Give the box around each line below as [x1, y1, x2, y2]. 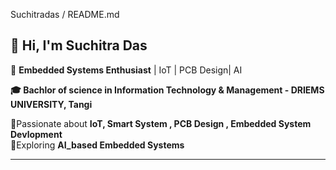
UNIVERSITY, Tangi [10, 98, 93, 110]
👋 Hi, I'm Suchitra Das [10, 37, 148, 54]
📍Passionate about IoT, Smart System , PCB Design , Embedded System [10, 117, 312, 129]
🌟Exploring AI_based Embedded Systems [10, 139, 185, 151]
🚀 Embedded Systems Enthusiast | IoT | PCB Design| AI [10, 64, 243, 76]
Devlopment [10, 128, 63, 140]
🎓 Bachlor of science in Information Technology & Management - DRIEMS [10, 84, 325, 96]
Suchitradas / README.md [10, 9, 120, 20]
